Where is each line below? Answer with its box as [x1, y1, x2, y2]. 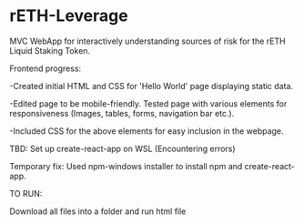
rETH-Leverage [9, 5, 129, 26]
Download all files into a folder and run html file [9, 206, 187, 217]
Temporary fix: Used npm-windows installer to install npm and [9, 160, 243, 171]
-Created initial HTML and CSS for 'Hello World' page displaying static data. [9, 80, 294, 91]
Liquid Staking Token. [9, 45, 91, 56]
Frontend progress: [9, 63, 82, 74]
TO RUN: [9, 188, 43, 199]
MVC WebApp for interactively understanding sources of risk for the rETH [9, 36, 286, 46]
